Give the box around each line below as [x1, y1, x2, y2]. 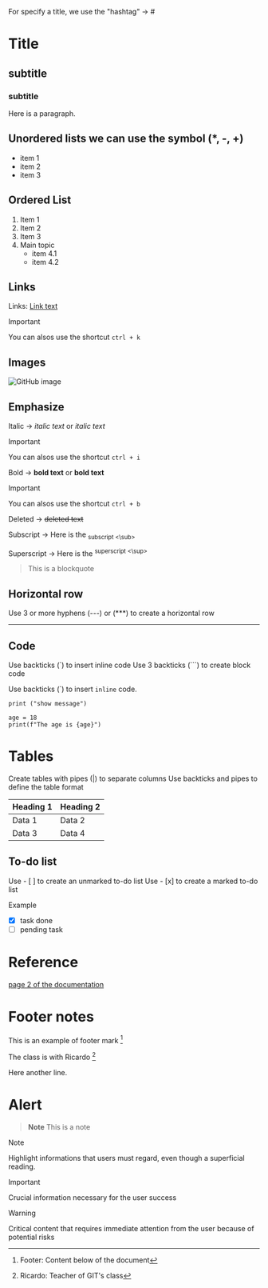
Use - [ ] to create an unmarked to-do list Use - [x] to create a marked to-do [8, 876, 258, 886]
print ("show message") [8, 700, 88, 708]
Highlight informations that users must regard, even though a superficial [8, 1154, 245, 1163]
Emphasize [8, 400, 65, 414]
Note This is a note [27, 1122, 91, 1132]
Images [8, 355, 46, 369]
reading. [8, 1162, 36, 1171]
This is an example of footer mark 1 [8, 1034, 124, 1045]
